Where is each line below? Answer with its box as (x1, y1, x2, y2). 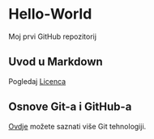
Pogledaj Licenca (8, 76, 66, 86)
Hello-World (8, 5, 92, 23)
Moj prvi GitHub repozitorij (8, 32, 97, 41)
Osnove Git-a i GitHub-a (8, 100, 132, 114)
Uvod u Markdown (8, 55, 103, 69)
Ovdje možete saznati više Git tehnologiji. (8, 121, 147, 131)
